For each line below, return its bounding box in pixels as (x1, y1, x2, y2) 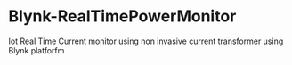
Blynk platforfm (8, 45, 65, 55)
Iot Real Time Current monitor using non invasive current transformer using (8, 36, 284, 46)
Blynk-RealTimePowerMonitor (8, 6, 237, 27)
